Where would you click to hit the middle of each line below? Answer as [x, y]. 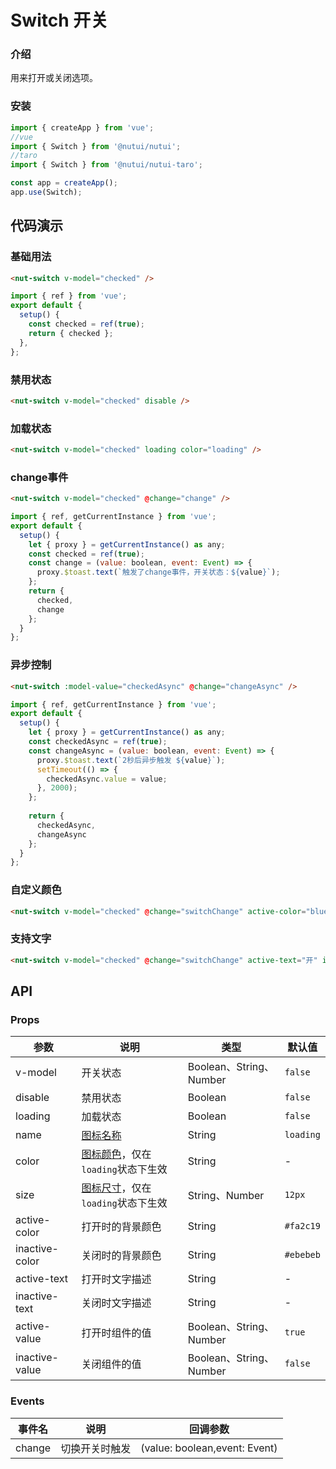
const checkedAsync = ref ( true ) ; [98, 742]
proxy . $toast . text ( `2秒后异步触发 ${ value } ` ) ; [131, 760]
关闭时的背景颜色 [121, 1256]
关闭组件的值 [111, 1364]
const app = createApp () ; [64, 183]
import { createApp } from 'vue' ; [82, 127]
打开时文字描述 [116, 1279]
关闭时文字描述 [116, 1303]
